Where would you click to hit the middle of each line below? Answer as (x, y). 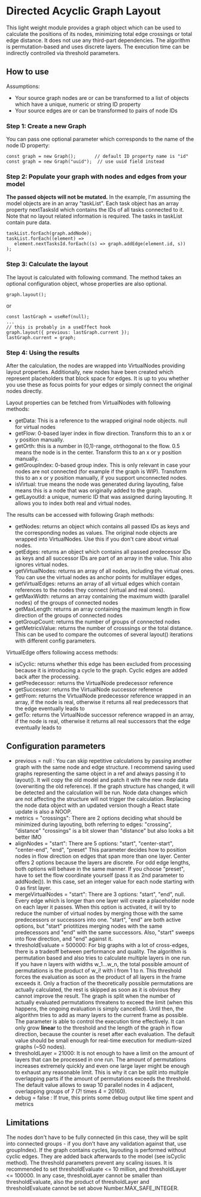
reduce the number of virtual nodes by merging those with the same (99, 913)
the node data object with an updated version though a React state (97, 805)
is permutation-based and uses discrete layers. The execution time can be (98, 47)
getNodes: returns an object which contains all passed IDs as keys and (102, 526)
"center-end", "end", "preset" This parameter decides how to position (100, 849)
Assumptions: (23, 86)
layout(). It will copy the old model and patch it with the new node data (101, 779)
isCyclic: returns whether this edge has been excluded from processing (103, 664)
